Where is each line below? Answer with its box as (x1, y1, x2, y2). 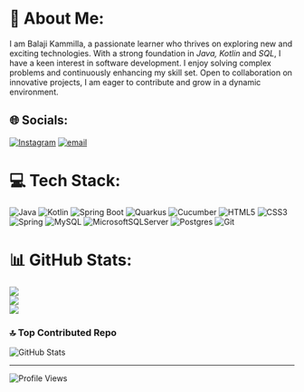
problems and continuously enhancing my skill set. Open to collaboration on (9, 67, 292, 78)
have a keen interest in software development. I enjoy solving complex (9, 57, 271, 68)
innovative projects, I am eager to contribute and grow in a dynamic (9, 76, 261, 87)
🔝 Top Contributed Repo (9, 326, 118, 338)
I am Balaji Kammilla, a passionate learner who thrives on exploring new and (9, 38, 292, 49)
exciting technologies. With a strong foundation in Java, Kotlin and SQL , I (9, 47, 281, 58)
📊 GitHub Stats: (9, 250, 133, 270)
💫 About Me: (9, 8, 105, 29)
